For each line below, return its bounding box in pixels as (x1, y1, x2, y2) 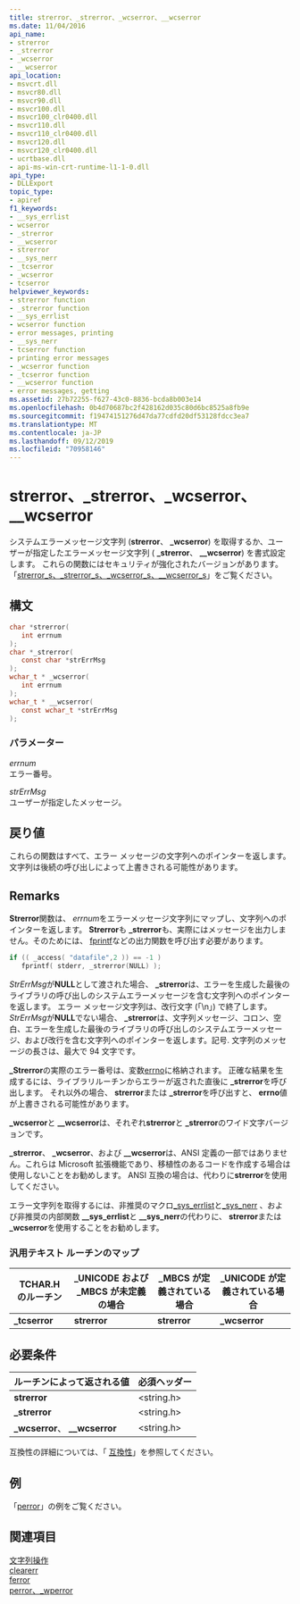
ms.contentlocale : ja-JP (9, 428, 102, 438)
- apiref (9, 196, 42, 205)
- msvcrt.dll (9, 79, 58, 88)
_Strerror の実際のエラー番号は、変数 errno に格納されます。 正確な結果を (9, 1065, 276, 1076)
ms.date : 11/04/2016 (9, 21, 87, 30)
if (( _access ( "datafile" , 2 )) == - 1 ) (9, 953, 162, 963)
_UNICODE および (74, 1272, 149, 1284)
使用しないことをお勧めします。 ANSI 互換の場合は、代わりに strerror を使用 (9, 1170, 287, 1181)
